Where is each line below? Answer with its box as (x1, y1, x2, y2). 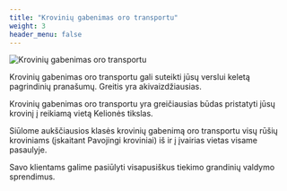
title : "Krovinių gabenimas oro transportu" (9, 13, 178, 22)
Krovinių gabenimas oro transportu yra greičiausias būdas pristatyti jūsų (9, 99, 276, 109)
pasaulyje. (9, 144, 48, 155)
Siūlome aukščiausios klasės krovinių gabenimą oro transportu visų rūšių (9, 126, 278, 136)
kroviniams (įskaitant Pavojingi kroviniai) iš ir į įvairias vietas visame (9, 135, 258, 146)
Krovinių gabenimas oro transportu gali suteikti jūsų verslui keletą (9, 72, 251, 82)
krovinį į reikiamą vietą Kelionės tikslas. (9, 109, 154, 119)
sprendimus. (9, 171, 56, 182)
